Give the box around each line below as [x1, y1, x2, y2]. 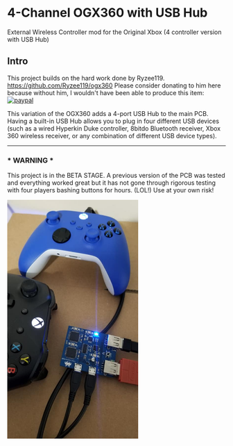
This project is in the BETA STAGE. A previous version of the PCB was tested [7, 172, 225, 180]
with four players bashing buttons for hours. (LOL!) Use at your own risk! [7, 186, 214, 195]
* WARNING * [7, 155, 54, 165]
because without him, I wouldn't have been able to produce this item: [7, 88, 205, 97]
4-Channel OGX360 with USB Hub [7, 5, 208, 21]
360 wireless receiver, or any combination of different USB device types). [7, 131, 217, 140]
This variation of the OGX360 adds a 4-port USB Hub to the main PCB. [7, 109, 209, 117]
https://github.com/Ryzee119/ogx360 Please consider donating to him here [7, 81, 221, 90]
